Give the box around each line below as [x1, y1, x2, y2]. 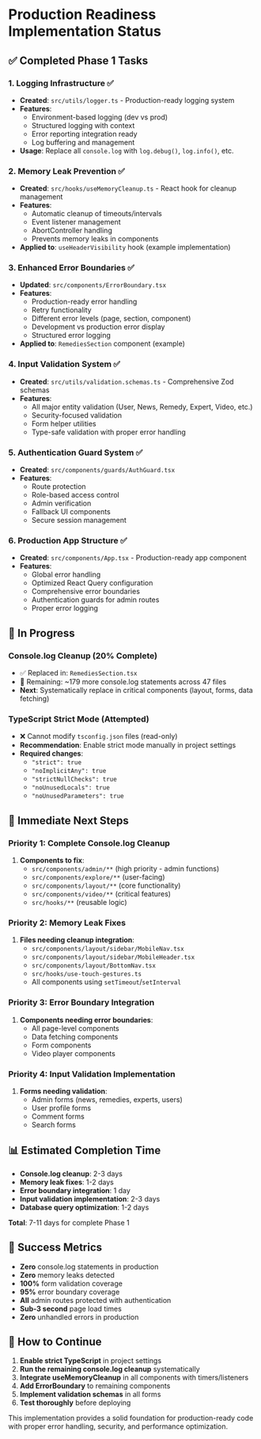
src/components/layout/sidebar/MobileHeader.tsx [31, 953, 195, 962]
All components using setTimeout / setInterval [31, 977, 182, 986]
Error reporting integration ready [31, 129, 138, 138]
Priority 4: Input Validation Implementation [8, 1068, 176, 1079]
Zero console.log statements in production [19, 1262, 159, 1271]
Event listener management [31, 218, 121, 227]
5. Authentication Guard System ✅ [8, 447, 143, 458]
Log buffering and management [31, 137, 135, 147]
